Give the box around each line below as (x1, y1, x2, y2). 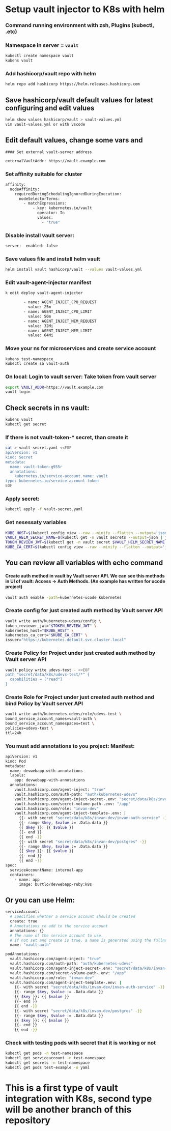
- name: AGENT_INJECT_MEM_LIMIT (23, 328, 93, 333)
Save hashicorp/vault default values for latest (5, 96, 154, 104)
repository (5, 1115, 51, 1126)
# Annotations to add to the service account (10, 923, 108, 929)
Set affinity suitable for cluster (5, 170, 82, 178)
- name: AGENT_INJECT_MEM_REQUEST (23, 318, 97, 324)
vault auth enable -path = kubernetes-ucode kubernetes (5, 595, 122, 600)
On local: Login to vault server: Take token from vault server (5, 373, 157, 380)
